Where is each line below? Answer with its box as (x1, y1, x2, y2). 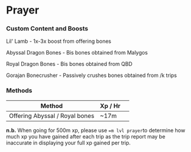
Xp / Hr (99, 102, 120, 110)
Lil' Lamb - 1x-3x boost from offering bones (6, 38, 112, 45)
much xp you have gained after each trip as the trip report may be (6, 133, 166, 140)
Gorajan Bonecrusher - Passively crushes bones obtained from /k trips (6, 72, 177, 79)
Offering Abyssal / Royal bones (9, 112, 95, 120)
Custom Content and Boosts (6, 25, 89, 33)
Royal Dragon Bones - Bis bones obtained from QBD (6, 60, 133, 67)
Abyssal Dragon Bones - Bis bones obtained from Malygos (6, 49, 148, 56)
